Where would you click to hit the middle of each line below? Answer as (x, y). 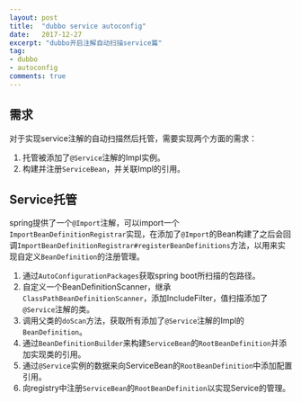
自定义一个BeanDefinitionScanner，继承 (97, 287)
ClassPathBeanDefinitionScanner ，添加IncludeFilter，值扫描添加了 (145, 299)
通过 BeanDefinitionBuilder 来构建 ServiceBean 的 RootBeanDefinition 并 (150, 344)
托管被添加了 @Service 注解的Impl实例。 (94, 157)
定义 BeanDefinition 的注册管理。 (85, 256)
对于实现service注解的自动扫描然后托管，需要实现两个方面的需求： (133, 138)
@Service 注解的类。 (58, 309)
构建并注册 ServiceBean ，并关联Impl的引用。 (104, 168)
